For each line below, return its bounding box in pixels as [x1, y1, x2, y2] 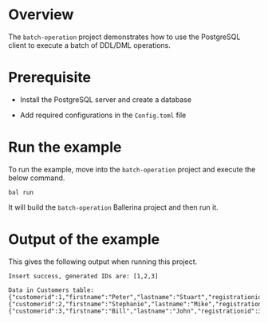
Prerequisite [8, 69, 92, 87]
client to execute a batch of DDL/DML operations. [8, 40, 171, 49]
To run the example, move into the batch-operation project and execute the [8, 164, 256, 174]
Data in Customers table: [8, 286, 94, 294]
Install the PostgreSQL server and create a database [19, 94, 192, 104]
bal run [8, 188, 34, 196]
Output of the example [8, 230, 160, 248]
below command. [8, 173, 65, 183]
